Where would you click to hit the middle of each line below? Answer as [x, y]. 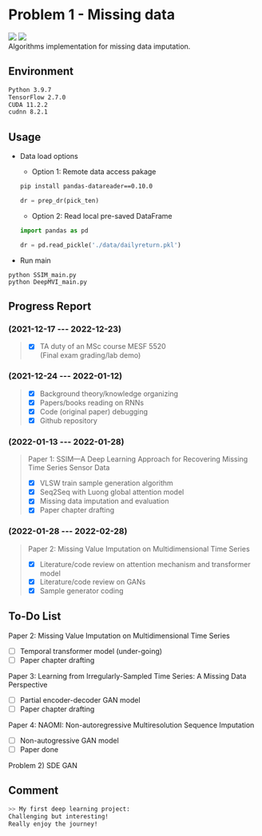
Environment [41, 71]
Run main [36, 260]
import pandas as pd [54, 230]
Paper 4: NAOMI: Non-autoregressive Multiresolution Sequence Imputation [131, 725]
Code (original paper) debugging [94, 411]
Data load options [49, 157]
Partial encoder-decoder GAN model [80, 699]
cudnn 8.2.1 [28, 112]
